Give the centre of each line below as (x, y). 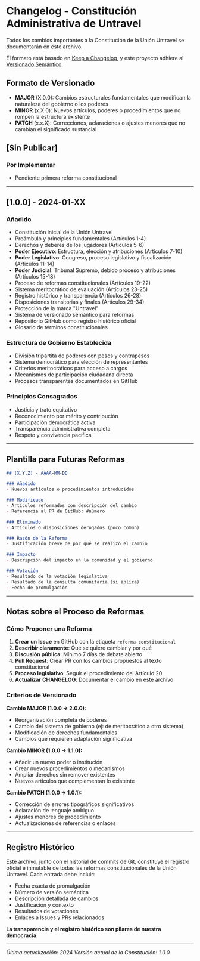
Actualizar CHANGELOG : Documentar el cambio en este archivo (94, 680)
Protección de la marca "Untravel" (57, 308)
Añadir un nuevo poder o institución (59, 762)
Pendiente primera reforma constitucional (66, 178)
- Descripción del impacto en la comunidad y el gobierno (79, 560)
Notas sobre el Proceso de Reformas (75, 612)
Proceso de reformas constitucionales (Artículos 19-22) (82, 283)
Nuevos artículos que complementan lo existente (75, 781)
